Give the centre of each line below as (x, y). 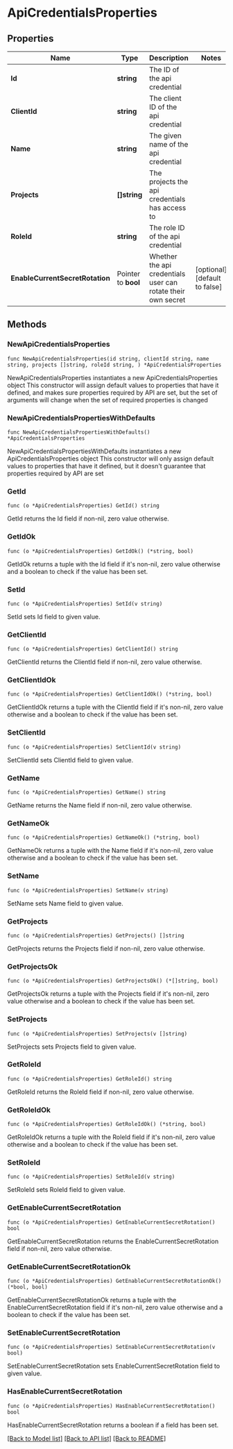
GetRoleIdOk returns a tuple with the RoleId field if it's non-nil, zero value (111, 1137)
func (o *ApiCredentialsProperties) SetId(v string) (85, 604)
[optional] (211, 269)
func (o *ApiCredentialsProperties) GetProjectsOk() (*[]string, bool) (113, 981)
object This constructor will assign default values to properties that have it (113, 385)
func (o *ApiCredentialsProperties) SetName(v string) (88, 890)
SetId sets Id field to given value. (54, 616)
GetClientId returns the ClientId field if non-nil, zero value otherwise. (105, 662)
